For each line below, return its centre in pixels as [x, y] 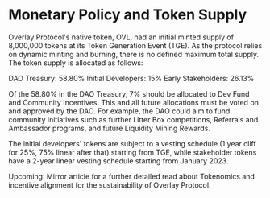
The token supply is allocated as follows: [76, 63]
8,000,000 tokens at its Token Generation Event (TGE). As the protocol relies [135, 45]
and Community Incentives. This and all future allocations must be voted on [134, 102]
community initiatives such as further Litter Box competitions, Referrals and [133, 119]
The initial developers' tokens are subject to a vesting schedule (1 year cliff [132, 143]
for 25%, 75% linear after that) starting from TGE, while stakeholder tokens [133, 152]
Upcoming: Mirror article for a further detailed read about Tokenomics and [132, 176]
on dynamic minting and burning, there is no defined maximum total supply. [134, 54]
